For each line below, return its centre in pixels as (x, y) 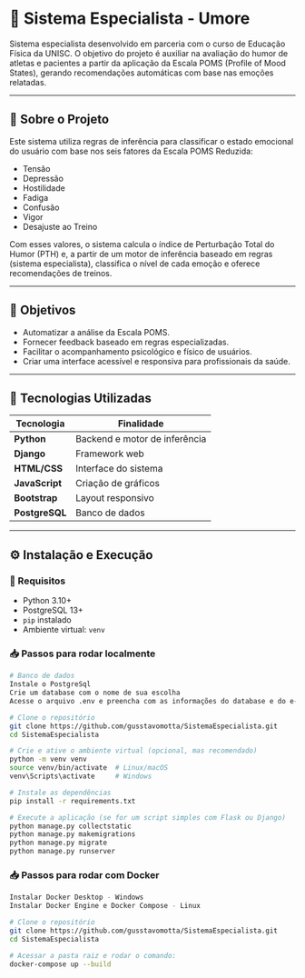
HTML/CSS (39, 469)
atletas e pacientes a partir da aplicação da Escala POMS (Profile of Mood (148, 63)
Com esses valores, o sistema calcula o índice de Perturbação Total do (142, 244)
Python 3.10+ (47, 601)
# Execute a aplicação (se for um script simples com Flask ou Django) (148, 817)
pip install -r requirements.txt (73, 801)
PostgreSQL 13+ (53, 610)
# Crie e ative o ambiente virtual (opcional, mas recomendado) (133, 751)
